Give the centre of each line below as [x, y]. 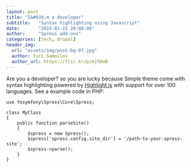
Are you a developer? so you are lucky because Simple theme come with [96, 79]
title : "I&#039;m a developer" [45, 17]
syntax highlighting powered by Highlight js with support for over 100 [91, 85]
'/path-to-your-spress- [153, 139]
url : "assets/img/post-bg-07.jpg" [54, 51]
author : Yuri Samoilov [40, 56]
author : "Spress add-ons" [44, 34]
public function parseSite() [53, 123]
